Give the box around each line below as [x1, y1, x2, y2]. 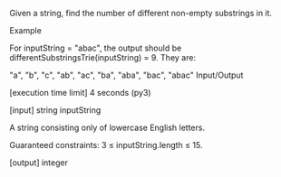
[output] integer [9, 157, 68, 168]
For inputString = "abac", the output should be [9, 42, 182, 53]
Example [9, 25, 43, 35]
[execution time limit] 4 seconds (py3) [9, 88, 151, 98]
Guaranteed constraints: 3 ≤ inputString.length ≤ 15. [9, 140, 203, 150]
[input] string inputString [9, 105, 102, 116]
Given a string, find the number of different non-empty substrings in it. [9, 8, 273, 18]
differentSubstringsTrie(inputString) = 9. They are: [9, 52, 197, 62]
